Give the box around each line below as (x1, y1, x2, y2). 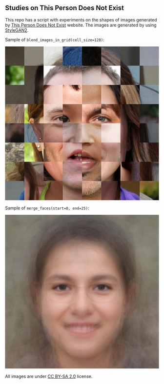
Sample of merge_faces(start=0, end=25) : (5, 205, 89, 211)
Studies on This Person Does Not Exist (5, 4, 124, 12)
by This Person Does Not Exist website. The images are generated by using (5, 22, 157, 28)
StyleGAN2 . (5, 27, 29, 33)
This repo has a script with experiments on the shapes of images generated (5, 17, 157, 22)
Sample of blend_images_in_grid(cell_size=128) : (5, 37, 105, 42)
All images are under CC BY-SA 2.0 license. (5, 373, 93, 379)
